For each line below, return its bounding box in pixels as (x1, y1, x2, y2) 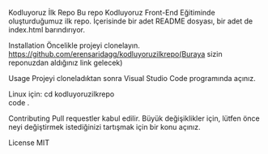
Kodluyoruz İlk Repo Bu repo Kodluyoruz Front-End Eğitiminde (8, 8, 216, 17)
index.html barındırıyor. (8, 25, 86, 34)
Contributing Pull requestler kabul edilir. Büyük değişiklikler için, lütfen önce (8, 113, 261, 123)
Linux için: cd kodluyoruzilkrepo (8, 89, 115, 99)
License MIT (8, 138, 50, 148)
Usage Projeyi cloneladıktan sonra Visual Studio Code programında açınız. (8, 74, 257, 83)
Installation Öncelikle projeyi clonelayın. (8, 41, 140, 50)
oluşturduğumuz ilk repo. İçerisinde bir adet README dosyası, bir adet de (8, 16, 253, 26)
